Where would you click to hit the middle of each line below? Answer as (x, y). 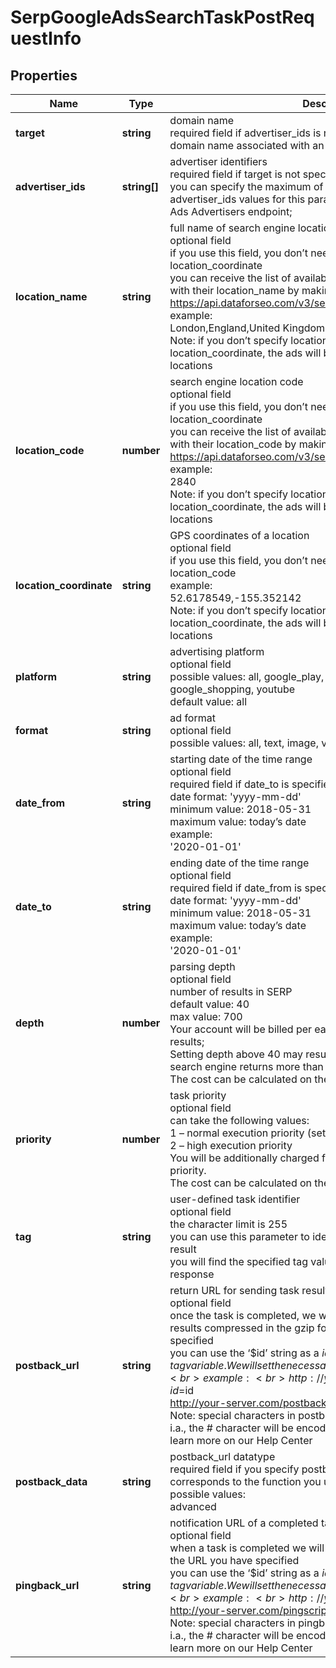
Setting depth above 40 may (236, 1054)
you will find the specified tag (238, 1261)
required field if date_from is (236, 888)
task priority (198, 1095)
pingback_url (47, 1585)
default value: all (208, 701)
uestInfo (46, 38)
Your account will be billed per (241, 1029)
